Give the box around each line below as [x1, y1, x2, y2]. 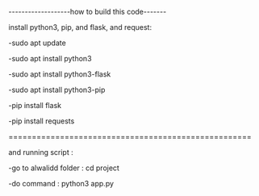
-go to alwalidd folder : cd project [8, 163, 119, 173]
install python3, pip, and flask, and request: [8, 23, 152, 31]
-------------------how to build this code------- [8, 7, 167, 16]
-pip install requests [8, 116, 75, 126]
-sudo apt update [8, 38, 66, 48]
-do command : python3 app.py [8, 179, 115, 188]
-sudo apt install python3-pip [8, 85, 106, 94]
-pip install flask [8, 101, 62, 110]
